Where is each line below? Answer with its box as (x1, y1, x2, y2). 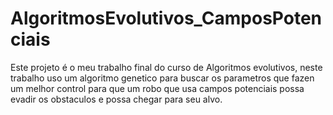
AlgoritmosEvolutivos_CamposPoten (10, 7, 323, 30)
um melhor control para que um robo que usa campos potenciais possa (10, 82, 305, 94)
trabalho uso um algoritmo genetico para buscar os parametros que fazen (10, 72, 315, 84)
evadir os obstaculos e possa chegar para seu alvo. (10, 93, 223, 105)
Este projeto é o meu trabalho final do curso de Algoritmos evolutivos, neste (10, 61, 323, 73)
